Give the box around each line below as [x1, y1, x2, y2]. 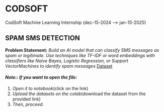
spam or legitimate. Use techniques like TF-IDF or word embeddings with [5, 52, 155, 58]
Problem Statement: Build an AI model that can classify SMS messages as [5, 47, 160, 53]
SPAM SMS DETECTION [5, 34, 81, 42]
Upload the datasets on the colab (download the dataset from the [12, 91, 146, 97]
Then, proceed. [12, 101, 44, 107]
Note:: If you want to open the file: [5, 74, 78, 80]
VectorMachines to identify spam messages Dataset [5, 63, 113, 69]
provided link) [12, 96, 41, 102]
